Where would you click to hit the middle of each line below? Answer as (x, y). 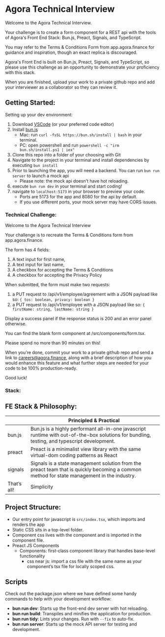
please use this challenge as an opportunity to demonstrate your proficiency (82, 67)
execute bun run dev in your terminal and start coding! (67, 186)
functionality (32, 556)
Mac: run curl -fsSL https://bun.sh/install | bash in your (81, 135)
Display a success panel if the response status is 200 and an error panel (78, 319)
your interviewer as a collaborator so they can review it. (61, 87)
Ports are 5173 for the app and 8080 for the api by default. (78, 196)
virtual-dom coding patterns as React (74, 455)
